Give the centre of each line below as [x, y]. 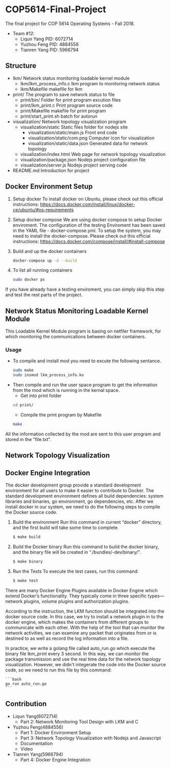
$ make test [25, 580]
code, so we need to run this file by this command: [58, 670]
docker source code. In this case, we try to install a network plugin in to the [84, 616]
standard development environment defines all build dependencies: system [84, 496]
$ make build [27, 537]
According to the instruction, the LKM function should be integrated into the [85, 611]
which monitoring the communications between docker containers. [76, 337]
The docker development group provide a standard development [73, 485]
